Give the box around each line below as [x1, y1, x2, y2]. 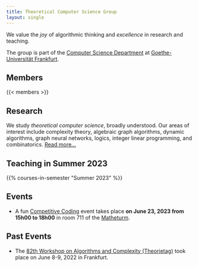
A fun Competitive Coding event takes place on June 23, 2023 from [14, 208, 185, 215]
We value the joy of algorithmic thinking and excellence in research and [6, 31, 184, 38]
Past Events [6, 232, 52, 242]
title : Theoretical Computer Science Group [6, 8, 117, 15]
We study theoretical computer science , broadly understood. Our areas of [6, 122, 190, 129]
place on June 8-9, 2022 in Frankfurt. [14, 253, 108, 261]
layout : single [6, 14, 45, 20]
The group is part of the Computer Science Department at [6, 49, 150, 56]
